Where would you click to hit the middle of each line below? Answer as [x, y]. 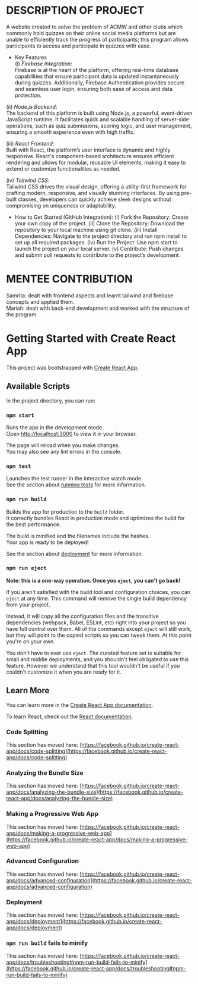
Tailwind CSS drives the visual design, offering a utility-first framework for [96, 186]
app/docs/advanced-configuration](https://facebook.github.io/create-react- [99, 880]
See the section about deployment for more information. [75, 554]
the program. [22, 314]
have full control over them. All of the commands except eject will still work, [99, 628]
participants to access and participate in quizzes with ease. [79, 46]
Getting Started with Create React [91, 339]
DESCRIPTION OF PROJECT [75, 10]
